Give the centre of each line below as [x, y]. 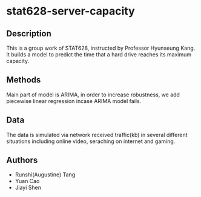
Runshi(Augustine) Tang [45, 175]
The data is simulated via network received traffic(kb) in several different [97, 135]
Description [29, 34]
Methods [24, 80]
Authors [22, 160]
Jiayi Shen [28, 188]
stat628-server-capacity [71, 11]
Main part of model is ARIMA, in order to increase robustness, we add [93, 95]
